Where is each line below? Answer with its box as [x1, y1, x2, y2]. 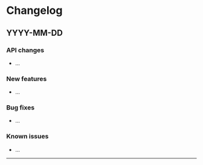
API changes [6, 46, 45, 54]
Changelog [6, 4, 63, 18]
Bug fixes [6, 103, 35, 112]
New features [6, 74, 47, 83]
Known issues [6, 132, 49, 141]
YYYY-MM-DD [6, 28, 63, 38]
